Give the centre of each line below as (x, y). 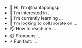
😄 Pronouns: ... (26, 36)
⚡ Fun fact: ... (23, 41)
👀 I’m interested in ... (31, 13)
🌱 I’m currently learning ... (36, 18)
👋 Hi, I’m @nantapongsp (35, 8)
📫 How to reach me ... (33, 29)
